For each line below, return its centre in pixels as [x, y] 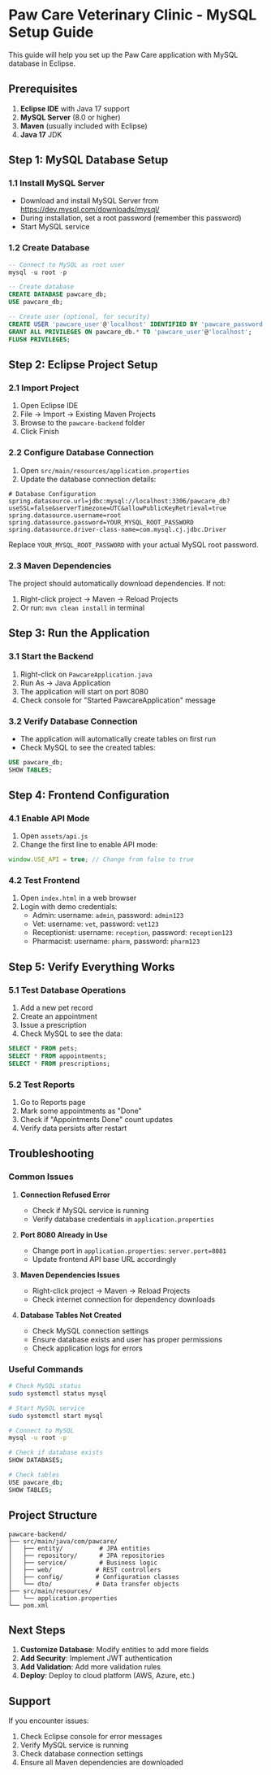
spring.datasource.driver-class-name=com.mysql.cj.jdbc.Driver [118, 529]
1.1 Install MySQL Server [57, 183]
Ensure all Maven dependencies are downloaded [102, 1763]
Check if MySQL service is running [90, 1210]
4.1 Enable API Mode [49, 818]
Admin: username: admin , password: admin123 [108, 916]
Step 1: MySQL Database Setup [88, 160]
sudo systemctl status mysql [58, 1393]
